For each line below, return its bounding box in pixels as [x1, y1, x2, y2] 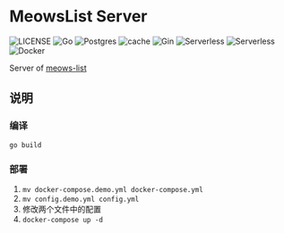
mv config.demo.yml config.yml [22, 195, 140, 204]
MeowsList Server [9, 6, 148, 27]
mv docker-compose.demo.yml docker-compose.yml [22, 185, 203, 194]
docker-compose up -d [22, 215, 103, 224]
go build [9, 140, 42, 149]
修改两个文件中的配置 [22, 204, 101, 214]
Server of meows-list [9, 62, 87, 73]
